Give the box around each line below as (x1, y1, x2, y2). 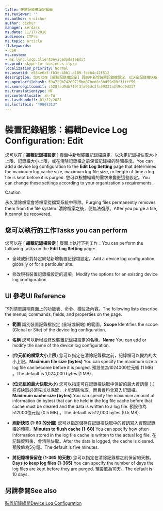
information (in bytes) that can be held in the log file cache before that (12, 398, 153, 403)
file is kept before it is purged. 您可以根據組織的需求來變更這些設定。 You (5, 174, 150, 180)
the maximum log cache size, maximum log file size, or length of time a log (5, 168, 154, 174)
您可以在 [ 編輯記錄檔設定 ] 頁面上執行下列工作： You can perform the (5, 240, 144, 246)
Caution (5, 189, 21, 195)
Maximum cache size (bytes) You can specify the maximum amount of (12, 392, 155, 398)
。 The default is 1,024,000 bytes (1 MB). (12, 370, 93, 376)
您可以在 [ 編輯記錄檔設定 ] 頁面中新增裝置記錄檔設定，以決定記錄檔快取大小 (5, 152, 158, 158)
